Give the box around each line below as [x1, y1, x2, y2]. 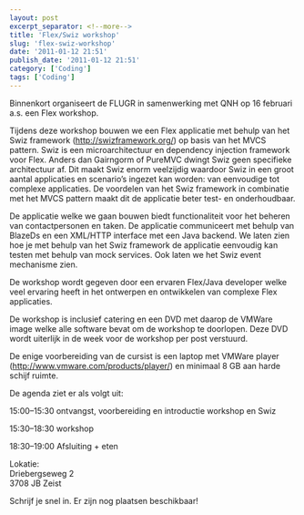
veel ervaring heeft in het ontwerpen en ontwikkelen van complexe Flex [9, 286, 278, 297]
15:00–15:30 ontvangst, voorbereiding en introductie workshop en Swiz [9, 405, 277, 416]
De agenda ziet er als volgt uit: [9, 387, 124, 398]
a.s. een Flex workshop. [9, 107, 99, 118]
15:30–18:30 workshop [9, 423, 94, 434]
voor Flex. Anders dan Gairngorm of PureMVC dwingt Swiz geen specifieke [9, 154, 292, 165]
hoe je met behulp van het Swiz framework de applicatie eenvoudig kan [9, 239, 279, 251]
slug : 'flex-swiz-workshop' [9, 38, 117, 48]
